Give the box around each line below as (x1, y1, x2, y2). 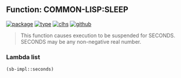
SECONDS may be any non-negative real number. (20, 38, 141, 45)
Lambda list (6, 53, 40, 61)
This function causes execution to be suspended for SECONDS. (20, 32, 176, 39)
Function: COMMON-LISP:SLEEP (6, 5, 129, 15)
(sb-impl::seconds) (6, 66, 54, 73)
